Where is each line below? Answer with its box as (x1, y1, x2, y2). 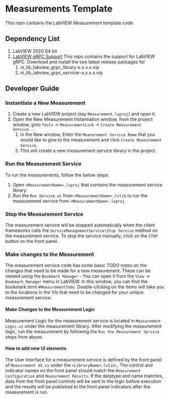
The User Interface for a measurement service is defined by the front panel (5, 356, 162, 362)
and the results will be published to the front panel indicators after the (5, 383, 151, 389)
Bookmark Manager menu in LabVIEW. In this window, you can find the (5, 278, 148, 284)
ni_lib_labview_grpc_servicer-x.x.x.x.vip (20, 69, 103, 76)
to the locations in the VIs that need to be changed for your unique (5, 289, 144, 296)
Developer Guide (5, 84, 60, 93)
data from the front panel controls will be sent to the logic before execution (5, 378, 162, 384)
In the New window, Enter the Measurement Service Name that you (20, 131, 155, 137)
